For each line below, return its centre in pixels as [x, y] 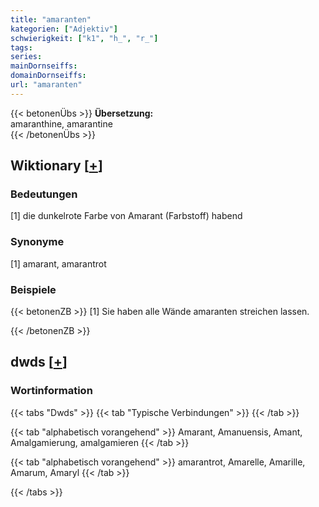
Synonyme [37, 242]
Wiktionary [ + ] [56, 166]
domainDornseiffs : [48, 76]
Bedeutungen [44, 194]
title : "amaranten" [51, 19]
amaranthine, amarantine [61, 123]
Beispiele [33, 289]
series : [26, 57]
